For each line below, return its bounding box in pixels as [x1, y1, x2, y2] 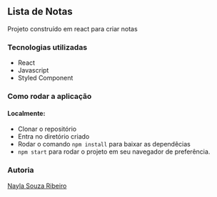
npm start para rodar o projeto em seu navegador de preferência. [17, 147, 211, 156]
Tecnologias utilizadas [7, 42, 88, 52]
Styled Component [17, 74, 74, 82]
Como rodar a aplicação [7, 92, 92, 102]
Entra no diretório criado [17, 132, 90, 141]
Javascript [17, 66, 49, 75]
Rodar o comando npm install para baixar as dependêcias [17, 140, 191, 149]
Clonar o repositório [17, 124, 77, 134]
